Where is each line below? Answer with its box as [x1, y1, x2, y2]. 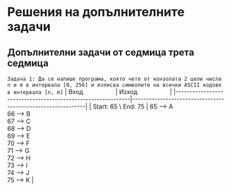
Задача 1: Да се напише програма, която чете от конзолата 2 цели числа [7, 75, 222, 82]
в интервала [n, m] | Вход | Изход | [7, 88, 172, 95]
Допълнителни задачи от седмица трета [7, 46, 194, 58]
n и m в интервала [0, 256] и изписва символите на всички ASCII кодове [7, 82, 222, 89]
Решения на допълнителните [7, 4, 185, 20]
